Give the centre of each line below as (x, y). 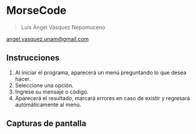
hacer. (23, 78)
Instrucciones (33, 58)
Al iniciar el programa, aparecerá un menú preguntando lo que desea (101, 72)
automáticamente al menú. (48, 104)
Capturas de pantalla (46, 123)
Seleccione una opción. (44, 85)
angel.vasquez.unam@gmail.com (48, 39)
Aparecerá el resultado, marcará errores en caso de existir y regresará (103, 98)
